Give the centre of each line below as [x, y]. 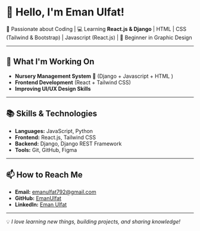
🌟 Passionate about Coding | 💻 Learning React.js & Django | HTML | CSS [96, 29]
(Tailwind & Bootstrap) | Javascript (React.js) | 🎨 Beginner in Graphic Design [99, 37]
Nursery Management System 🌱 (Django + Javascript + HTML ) [94, 76]
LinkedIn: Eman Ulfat [41, 205]
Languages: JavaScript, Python [54, 131]
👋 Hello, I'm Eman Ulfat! [65, 12]
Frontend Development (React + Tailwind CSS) [73, 82]
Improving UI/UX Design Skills [53, 88]
